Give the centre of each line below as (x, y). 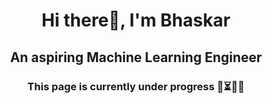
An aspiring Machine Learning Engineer (136, 57)
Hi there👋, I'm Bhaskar (136, 20)
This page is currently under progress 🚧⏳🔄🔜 (136, 86)
